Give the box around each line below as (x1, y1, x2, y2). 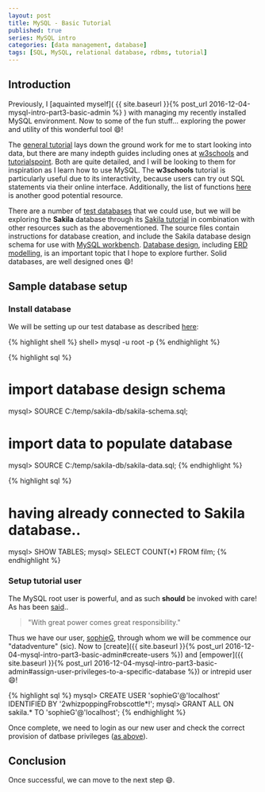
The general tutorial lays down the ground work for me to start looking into (8, 140, 252, 149)
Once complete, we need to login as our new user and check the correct (8, 723, 245, 732)
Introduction (8, 78, 71, 91)
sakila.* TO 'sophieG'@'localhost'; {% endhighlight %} (8, 707, 186, 716)
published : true (8, 26, 62, 34)
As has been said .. (8, 602, 69, 611)
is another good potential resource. (8, 190, 123, 200)
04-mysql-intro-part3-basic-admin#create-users (8, 650, 169, 659)
